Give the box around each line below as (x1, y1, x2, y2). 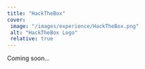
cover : (7, 16, 26, 23)
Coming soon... (7, 54, 50, 62)
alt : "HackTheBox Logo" (10, 29, 78, 36)
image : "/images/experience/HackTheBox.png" (10, 23, 139, 29)
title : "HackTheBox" (7, 10, 66, 17)
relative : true (10, 36, 53, 42)
